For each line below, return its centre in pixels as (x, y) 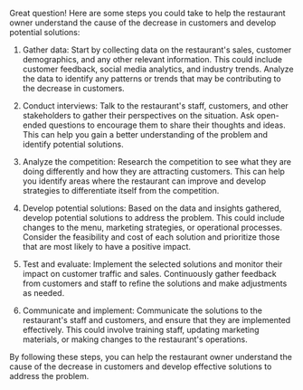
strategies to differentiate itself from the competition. (121, 190)
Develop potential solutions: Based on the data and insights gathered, (152, 208)
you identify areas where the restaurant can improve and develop (144, 181)
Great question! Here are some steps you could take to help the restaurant (148, 13)
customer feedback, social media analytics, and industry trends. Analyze (158, 69)
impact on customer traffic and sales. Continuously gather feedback (150, 274)
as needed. (43, 293)
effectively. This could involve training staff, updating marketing (141, 330)
